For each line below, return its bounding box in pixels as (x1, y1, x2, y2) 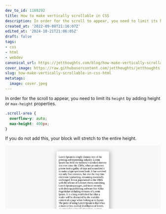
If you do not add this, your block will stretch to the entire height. (5, 135, 137, 141)
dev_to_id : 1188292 (5, 8, 45, 13)
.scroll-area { (5, 110, 37, 116)
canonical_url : (5, 60, 37, 65)
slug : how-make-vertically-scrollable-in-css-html (5, 71, 112, 76)
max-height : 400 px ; (9, 121, 50, 126)
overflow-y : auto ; (9, 116, 48, 121)
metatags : (5, 76, 26, 81)
